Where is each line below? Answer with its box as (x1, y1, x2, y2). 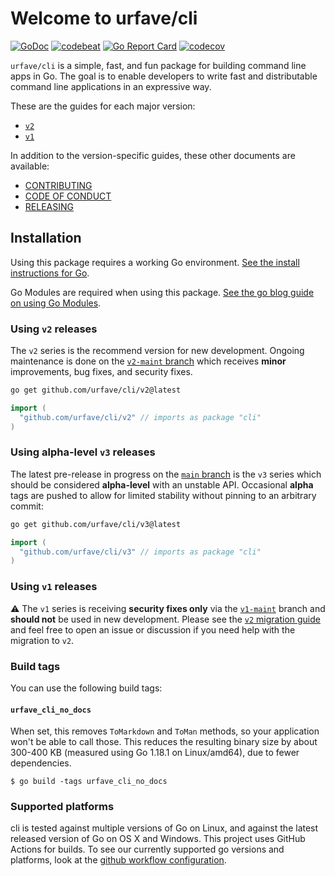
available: (10, 160, 50, 172)
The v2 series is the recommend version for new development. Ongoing (10, 345, 305, 357)
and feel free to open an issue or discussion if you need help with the (10, 623, 296, 636)
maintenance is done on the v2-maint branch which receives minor (10, 355, 287, 367)
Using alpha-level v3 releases (10, 445, 156, 459)
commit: (10, 500, 44, 512)
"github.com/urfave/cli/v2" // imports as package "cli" (19, 412, 262, 422)
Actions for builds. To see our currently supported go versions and (10, 843, 285, 856)
